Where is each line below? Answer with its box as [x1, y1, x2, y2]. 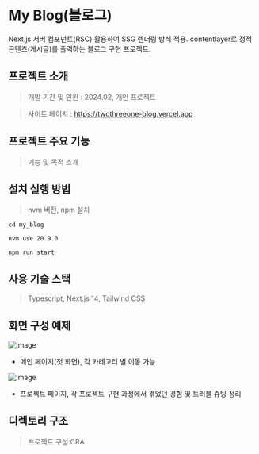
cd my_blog [8, 221, 44, 229]
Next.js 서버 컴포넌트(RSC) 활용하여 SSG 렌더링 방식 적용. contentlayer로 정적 [8, 34, 252, 44]
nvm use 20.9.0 [8, 235, 59, 243]
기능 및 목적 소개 [27, 157, 79, 167]
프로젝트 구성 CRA [27, 437, 85, 446]
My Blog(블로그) [8, 6, 112, 25]
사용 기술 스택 [8, 272, 71, 286]
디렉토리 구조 [8, 414, 69, 428]
